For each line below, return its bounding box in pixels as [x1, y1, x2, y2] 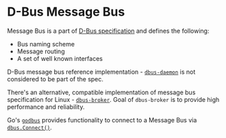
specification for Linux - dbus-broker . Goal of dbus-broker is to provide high [7, 95, 220, 103]
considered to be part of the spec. [7, 74, 104, 83]
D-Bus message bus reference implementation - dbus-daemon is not [7, 68, 196, 76]
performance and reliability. [7, 102, 85, 111]
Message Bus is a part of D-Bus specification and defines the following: [7, 27, 210, 35]
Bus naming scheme [16, 40, 75, 48]
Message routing [16, 47, 65, 55]
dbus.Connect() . [7, 123, 53, 131]
